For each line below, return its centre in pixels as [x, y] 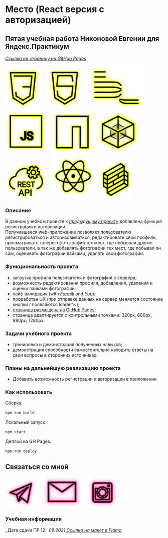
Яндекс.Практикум [37, 46]
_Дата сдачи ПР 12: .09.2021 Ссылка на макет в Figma [63, 530]
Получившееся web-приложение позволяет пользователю [68, 232]
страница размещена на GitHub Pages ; [54, 310]
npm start [16, 432]
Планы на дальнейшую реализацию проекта [63, 368]
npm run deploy [21, 451]
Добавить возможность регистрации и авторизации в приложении [85, 379]
